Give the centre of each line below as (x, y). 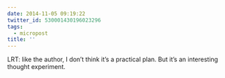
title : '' (22, 40)
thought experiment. (37, 67)
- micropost (31, 33)
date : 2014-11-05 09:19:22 (46, 14)
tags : (15, 26)
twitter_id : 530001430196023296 (54, 20)
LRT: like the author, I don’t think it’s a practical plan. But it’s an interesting (113, 59)
